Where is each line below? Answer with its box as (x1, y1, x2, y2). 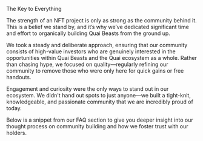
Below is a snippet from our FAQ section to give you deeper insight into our (6, 116, 193, 123)
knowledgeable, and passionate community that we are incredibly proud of (6, 98, 194, 105)
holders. (6, 130, 27, 136)
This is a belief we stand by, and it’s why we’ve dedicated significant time (6, 24, 189, 30)
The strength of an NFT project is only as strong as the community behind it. (6, 17, 197, 24)
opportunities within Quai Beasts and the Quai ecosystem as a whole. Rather (6, 54, 197, 61)
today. (6, 105, 22, 111)
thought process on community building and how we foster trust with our (6, 123, 189, 130)
